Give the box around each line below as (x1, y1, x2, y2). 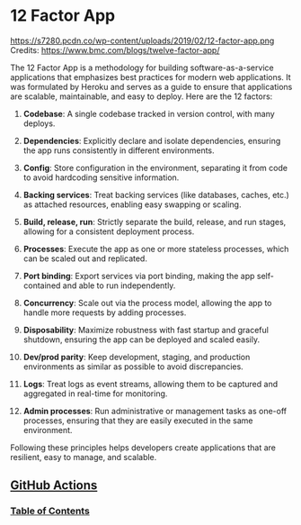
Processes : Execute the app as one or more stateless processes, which (22, 243, 289, 254)
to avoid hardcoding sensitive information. (22, 172, 180, 183)
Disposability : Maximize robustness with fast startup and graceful (22, 324, 269, 335)
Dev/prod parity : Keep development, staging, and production (22, 351, 251, 362)
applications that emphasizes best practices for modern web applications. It (10, 71, 291, 82)
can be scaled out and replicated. (22, 253, 147, 264)
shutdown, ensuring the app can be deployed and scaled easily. (22, 334, 260, 345)
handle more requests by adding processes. (22, 307, 187, 318)
